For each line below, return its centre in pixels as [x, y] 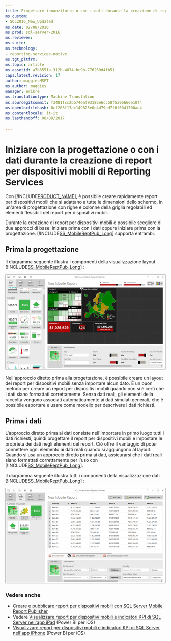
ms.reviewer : [19, 38]
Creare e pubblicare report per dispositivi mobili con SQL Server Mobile [88, 606]
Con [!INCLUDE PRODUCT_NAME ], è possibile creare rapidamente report [81, 196]
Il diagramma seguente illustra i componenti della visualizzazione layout [80, 262]
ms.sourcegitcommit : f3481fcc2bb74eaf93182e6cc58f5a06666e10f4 [74, 102]
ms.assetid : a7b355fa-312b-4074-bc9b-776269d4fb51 [60, 70]
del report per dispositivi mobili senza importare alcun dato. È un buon [79, 383]
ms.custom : [17, 16]
